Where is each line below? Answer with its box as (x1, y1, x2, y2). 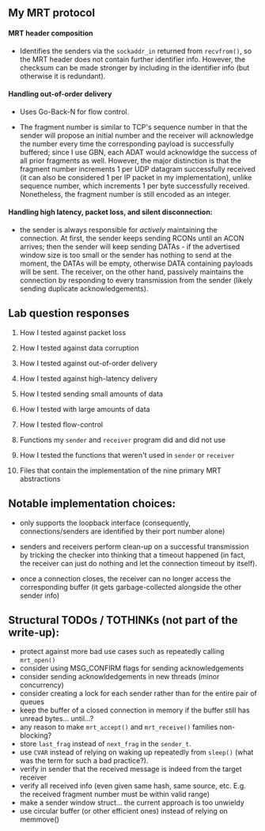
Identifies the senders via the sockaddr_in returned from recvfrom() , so (19, 46, 252, 55)
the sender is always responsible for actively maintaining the (19, 225, 218, 234)
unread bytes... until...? (19, 714, 94, 723)
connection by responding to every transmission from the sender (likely (19, 276, 253, 285)
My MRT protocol (8, 6, 96, 20)
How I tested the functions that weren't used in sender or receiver (19, 450, 235, 459)
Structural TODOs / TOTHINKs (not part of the (8, 614, 239, 627)
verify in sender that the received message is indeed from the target (19, 765, 243, 774)
